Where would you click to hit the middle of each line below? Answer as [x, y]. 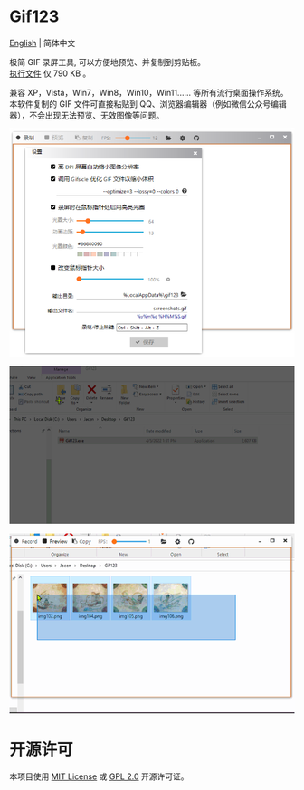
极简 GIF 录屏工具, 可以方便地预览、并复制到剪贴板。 [108, 62]
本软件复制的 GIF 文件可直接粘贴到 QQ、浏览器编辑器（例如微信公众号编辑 [148, 104]
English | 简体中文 [43, 43]
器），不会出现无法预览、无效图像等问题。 [87, 115]
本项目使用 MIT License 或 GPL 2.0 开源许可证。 [99, 776]
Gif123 [34, 17]
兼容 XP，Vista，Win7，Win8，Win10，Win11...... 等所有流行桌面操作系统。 [149, 92]
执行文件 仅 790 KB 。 [50, 73]
